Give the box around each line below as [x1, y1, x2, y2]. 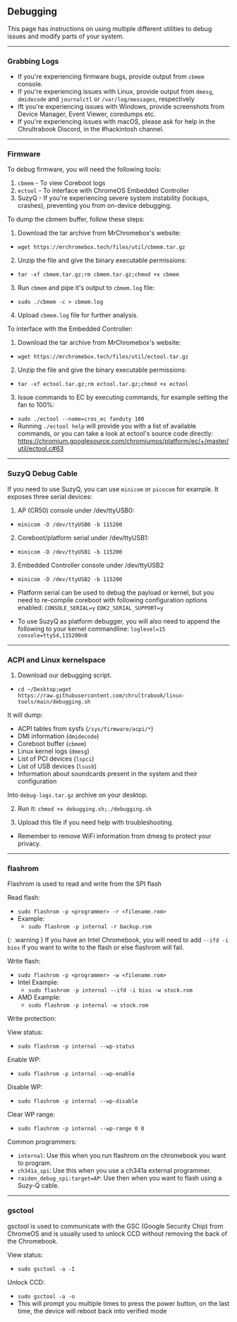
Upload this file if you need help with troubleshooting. [17, 818, 174, 826]
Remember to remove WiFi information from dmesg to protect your [17, 832, 212, 840]
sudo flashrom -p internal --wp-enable [17, 1070, 135, 1077]
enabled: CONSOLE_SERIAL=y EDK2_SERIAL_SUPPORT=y [17, 603, 164, 612]
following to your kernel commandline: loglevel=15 [17, 624, 166, 633]
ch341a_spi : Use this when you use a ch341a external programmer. [17, 1166, 212, 1175]
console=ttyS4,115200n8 [17, 632, 88, 639]
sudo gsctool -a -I [17, 1265, 75, 1273]
